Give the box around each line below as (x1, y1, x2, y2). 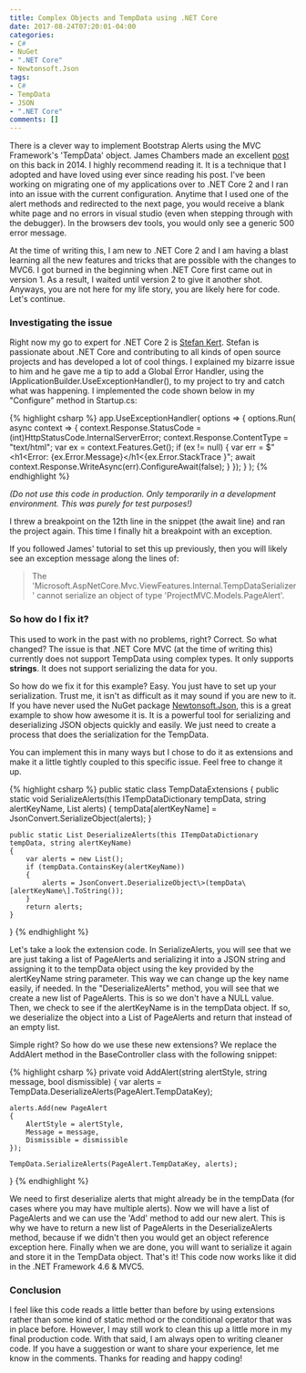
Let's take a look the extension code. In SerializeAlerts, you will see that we (9, 943, 291, 954)
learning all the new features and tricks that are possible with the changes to (9, 255, 297, 265)
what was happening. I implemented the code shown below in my (9, 385, 255, 397)
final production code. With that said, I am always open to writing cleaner (9, 1334, 284, 1345)
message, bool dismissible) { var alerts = (9, 1076, 162, 1087)
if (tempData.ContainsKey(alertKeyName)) (25, 862, 185, 871)
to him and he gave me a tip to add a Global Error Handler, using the (9, 366, 264, 377)
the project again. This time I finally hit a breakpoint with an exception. (9, 525, 273, 536)
